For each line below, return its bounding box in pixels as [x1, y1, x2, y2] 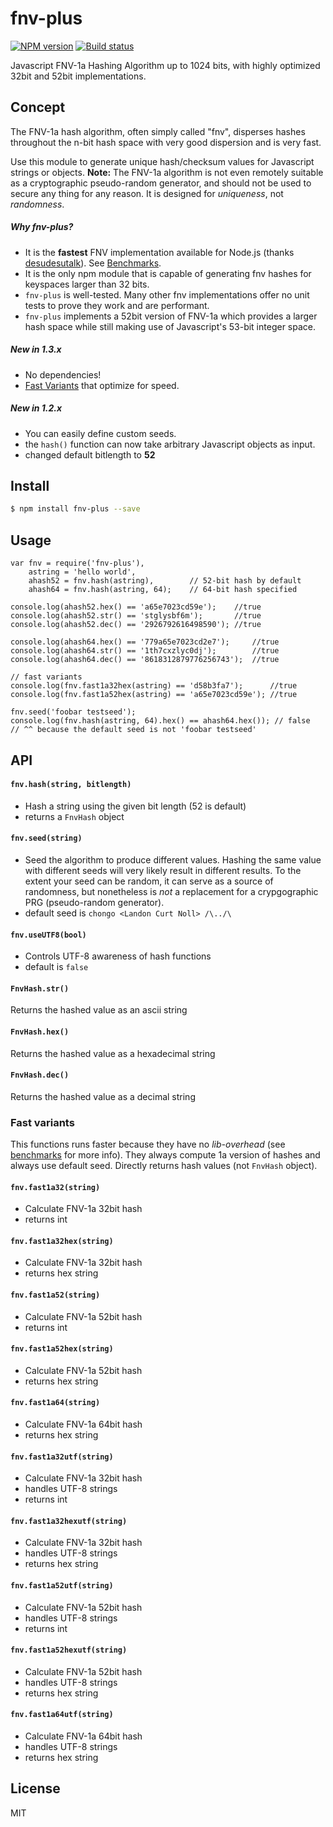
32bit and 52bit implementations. [10, 70, 147, 82]
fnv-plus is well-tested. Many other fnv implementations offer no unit [24, 288, 310, 301]
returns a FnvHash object [24, 810, 125, 822]
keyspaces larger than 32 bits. [24, 278, 150, 290]
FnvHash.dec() [10, 1070, 70, 1081]
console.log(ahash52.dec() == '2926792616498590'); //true [10, 620, 262, 630]
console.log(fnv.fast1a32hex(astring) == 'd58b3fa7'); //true [10, 681, 298, 691]
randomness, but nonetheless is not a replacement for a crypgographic [24, 885, 319, 897]
